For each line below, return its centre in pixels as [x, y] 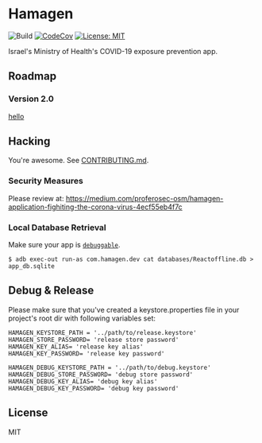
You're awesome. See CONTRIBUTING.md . [79, 161]
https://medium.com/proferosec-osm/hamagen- [144, 198]
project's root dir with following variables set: [82, 318]
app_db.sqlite [32, 266]
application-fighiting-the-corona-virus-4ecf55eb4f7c [95, 207]
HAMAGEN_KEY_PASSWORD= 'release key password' [87, 354]
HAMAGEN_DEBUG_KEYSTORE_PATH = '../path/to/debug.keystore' [110, 367]
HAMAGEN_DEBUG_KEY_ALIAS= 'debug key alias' [83, 381]
